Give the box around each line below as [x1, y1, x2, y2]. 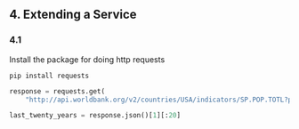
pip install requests [9, 71, 90, 80]
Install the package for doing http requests [9, 53, 166, 65]
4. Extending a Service [9, 7, 137, 22]
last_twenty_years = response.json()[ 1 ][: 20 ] [9, 111, 181, 120]
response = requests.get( [9, 86, 105, 96]
